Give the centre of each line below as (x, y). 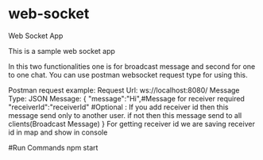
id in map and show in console (58, 132)
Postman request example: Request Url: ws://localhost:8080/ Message (124, 90)
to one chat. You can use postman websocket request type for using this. (128, 74)
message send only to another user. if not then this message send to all (125, 115)
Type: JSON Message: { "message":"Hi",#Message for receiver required (126, 98)
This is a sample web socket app (62, 51)
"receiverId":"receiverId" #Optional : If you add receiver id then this (118, 107)
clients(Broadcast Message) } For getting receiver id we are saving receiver (132, 124)
